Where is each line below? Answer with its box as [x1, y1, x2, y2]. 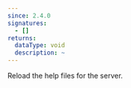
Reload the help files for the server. [7, 71, 123, 80]
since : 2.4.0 [7, 11, 51, 20]
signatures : [7, 19, 47, 27]
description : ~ [14, 49, 65, 57]
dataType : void [14, 42, 65, 50]
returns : [7, 34, 37, 42]
